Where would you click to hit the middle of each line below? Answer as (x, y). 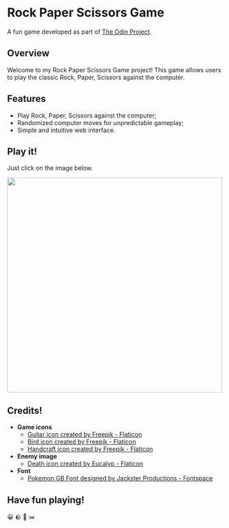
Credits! (25, 410)
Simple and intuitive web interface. (66, 130)
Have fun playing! (46, 500)
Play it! (22, 152)
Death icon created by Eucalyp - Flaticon (85, 464)
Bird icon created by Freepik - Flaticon (81, 442)
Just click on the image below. (50, 168)
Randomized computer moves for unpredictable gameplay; (100, 122)
